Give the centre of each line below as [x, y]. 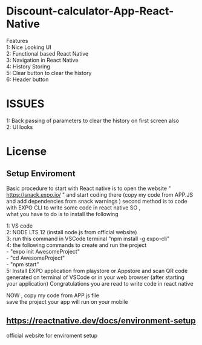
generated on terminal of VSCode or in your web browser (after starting [95, 277]
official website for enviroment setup [52, 335]
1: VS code [20, 226]
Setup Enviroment [41, 174]
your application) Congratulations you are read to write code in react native [100, 283]
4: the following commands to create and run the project [77, 245]
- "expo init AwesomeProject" [43, 251]
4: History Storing [28, 66]
